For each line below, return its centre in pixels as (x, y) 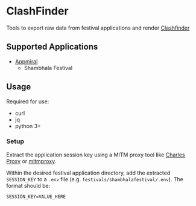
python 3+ (28, 126)
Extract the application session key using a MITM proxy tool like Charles (96, 155)
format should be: (28, 185)
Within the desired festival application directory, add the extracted (88, 173)
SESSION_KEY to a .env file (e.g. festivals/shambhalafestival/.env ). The (95, 179)
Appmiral (26, 61)
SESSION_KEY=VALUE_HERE (36, 197)
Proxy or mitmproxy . (31, 161)
